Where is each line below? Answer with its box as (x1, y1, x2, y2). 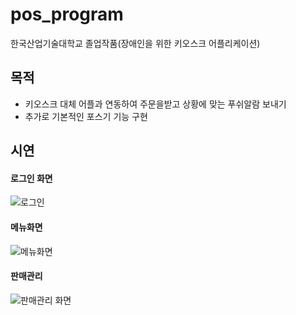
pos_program (10, 3, 124, 26)
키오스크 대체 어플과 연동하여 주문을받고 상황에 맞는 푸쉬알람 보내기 (24, 98, 287, 110)
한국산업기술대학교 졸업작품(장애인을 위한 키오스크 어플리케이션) (10, 37, 261, 49)
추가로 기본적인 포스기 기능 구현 (24, 110, 148, 122)
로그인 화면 (10, 172, 53, 184)
